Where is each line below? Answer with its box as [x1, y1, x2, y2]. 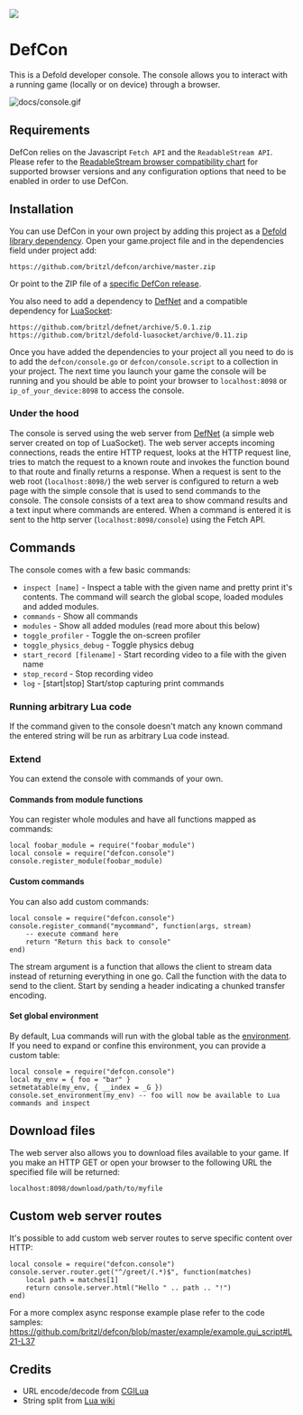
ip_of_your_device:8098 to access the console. [9, 385, 185, 396]
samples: [9, 1317, 43, 1327]
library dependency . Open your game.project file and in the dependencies [9, 235, 284, 246]
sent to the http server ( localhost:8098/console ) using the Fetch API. [9, 514, 266, 525]
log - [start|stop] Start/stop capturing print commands [22, 677, 225, 688]
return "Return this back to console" [25, 937, 171, 946]
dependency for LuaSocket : [9, 305, 113, 316]
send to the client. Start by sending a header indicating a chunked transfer [9, 980, 286, 991]
